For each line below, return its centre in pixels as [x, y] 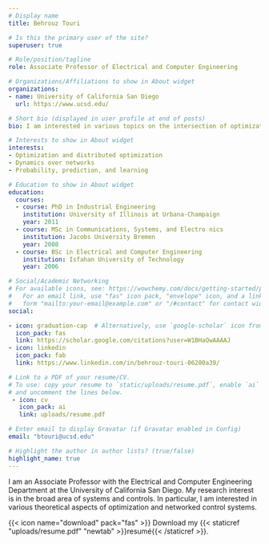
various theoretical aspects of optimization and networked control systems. [133, 507]
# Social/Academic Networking [59, 282]
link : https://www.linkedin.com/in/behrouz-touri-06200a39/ [118, 363]
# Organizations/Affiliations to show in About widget [102, 82]
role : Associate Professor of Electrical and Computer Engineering [123, 67]
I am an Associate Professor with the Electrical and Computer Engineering [130, 481]
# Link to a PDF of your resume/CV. [69, 377]
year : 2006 [41, 267]
